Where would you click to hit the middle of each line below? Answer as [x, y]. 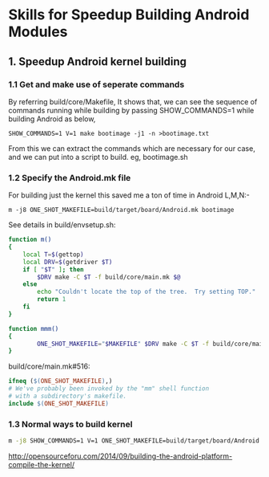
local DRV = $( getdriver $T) [68, 262]
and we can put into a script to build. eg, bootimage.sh [98, 157]
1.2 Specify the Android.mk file [70, 177]
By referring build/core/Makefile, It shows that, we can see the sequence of [133, 101]
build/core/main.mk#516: [49, 366]
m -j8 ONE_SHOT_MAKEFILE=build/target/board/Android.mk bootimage [121, 210]
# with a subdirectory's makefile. [68, 396]
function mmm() [34, 328]
